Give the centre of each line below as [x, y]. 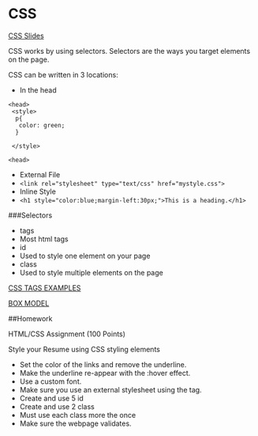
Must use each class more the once [78, 415]
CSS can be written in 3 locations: [63, 74]
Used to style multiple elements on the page [91, 272]
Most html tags [44, 239]
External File [40, 174]
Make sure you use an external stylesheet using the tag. [111, 389]
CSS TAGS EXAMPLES [45, 288]
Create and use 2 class [57, 406]
